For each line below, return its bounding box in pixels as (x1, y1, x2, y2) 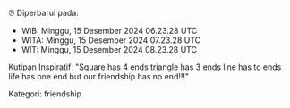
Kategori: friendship (8, 88, 82, 99)
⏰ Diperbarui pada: (8, 8, 80, 18)
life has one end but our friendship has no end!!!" (8, 71, 190, 81)
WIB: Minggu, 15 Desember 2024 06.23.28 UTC (21, 26, 198, 36)
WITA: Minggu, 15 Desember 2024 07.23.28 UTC (21, 35, 201, 46)
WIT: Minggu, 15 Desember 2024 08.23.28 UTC (21, 45, 198, 54)
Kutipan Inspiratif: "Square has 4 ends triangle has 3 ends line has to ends (8, 62, 282, 72)
